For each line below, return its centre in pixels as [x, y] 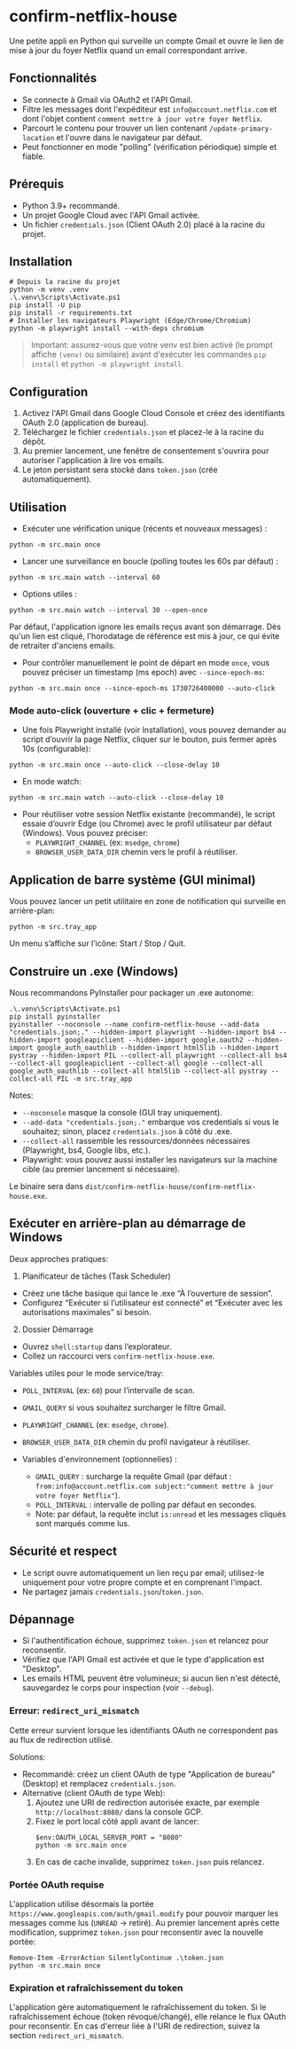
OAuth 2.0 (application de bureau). [85, 422]
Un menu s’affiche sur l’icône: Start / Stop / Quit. [97, 943]
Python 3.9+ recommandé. [71, 205]
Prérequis [37, 184]
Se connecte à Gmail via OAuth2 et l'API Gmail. [107, 99]
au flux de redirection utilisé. [61, 1739]
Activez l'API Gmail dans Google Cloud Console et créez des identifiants [153, 414]
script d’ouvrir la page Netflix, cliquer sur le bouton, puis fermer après [149, 739]
